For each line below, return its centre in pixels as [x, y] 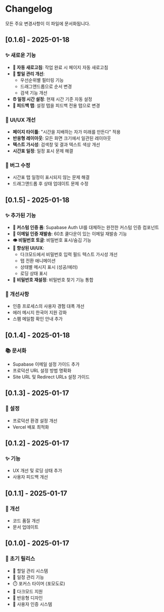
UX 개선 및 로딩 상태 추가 [37, 471]
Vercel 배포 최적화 [31, 427]
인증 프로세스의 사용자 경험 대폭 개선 [48, 306]
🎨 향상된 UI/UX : [28, 248]
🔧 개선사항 [17, 294]
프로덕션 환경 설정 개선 [35, 421]
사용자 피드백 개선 [30, 477]
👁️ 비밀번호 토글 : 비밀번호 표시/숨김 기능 [52, 240]
